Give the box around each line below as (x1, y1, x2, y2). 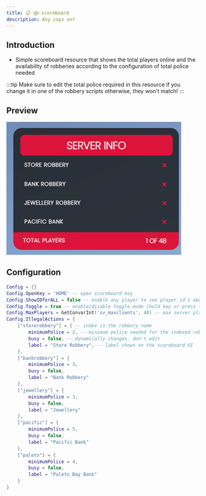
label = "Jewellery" (28, 406, 81, 413)
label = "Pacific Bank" (28, 439, 89, 445)
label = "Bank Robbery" (28, 375, 89, 381)
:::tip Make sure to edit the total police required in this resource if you (6, 81, 181, 88)
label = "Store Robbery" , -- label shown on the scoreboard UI (28, 342, 193, 348)
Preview (6, 105, 39, 116)
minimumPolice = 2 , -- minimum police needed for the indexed (28, 329, 191, 335)
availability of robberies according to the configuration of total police (15, 63, 189, 70)
